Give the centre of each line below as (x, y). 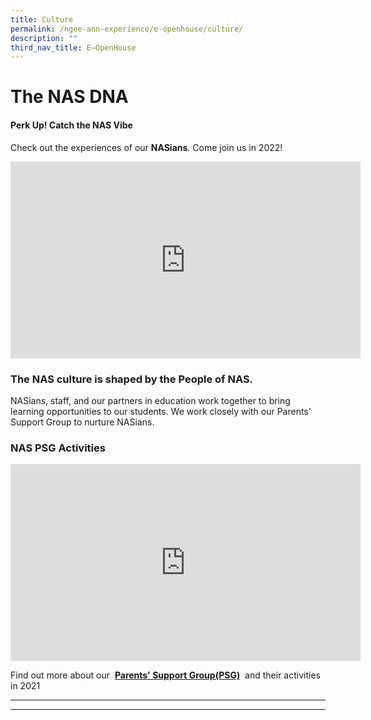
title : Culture (42, 19)
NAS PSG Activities (58, 448)
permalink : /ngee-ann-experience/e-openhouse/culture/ (127, 29)
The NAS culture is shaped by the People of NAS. (132, 379)
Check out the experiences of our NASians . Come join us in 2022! (146, 147)
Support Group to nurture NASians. (82, 422)
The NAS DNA (69, 97)
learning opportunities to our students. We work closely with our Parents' (161, 411)
